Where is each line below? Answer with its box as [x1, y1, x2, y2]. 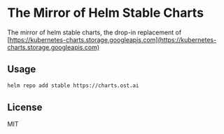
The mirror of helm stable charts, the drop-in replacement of [7, 28, 182, 36]
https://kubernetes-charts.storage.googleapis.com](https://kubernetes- [9, 35, 217, 43]
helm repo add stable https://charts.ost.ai [7, 82, 139, 89]
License [7, 102, 43, 114]
